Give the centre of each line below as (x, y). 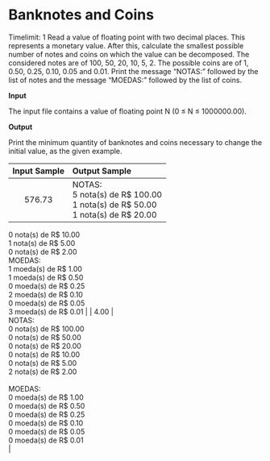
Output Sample (102, 171)
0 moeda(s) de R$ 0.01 (46, 440)
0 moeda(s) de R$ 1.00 (46, 397)
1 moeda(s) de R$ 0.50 (46, 277)
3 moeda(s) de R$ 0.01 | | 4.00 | (61, 311)
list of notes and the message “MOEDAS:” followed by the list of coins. (125, 80)
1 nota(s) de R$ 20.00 (114, 214)
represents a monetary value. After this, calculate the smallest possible (126, 45)
